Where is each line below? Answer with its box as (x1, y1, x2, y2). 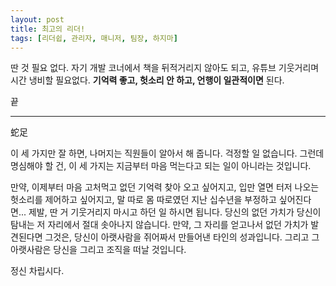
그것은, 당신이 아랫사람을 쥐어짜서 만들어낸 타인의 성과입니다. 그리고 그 (44, 231, 320, 243)
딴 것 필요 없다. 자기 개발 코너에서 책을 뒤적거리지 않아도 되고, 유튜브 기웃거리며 (10, 62, 320, 74)
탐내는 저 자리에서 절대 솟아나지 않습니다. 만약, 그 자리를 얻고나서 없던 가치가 (10, 219, 309, 231)
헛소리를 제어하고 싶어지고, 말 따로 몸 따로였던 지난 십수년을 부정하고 (10, 194, 277, 206)
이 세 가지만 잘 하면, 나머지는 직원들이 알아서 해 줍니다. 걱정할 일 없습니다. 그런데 (10, 147, 325, 160)
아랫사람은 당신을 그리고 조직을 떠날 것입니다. (10, 244, 187, 256)
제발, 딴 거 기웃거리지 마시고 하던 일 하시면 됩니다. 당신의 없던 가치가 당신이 (28, 206, 322, 218)
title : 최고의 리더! (10, 24, 86, 34)
